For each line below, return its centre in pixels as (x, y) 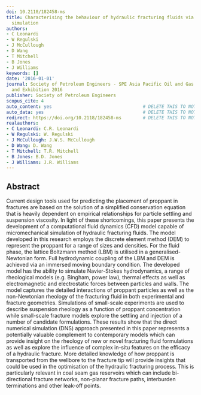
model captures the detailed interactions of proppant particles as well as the (100, 290)
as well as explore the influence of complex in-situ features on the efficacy (98, 348)
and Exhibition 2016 (37, 90)
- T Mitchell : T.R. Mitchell (42, 151)
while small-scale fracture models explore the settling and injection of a (94, 316)
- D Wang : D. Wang (29, 145)
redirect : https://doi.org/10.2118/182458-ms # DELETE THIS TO (96, 117)
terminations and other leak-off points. (54, 386)
